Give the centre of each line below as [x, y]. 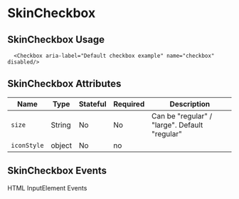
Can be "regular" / [182, 116]
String [61, 125]
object [62, 146]
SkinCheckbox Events [57, 171]
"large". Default [177, 125]
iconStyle [27, 145]
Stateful [92, 103]
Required [129, 103]
